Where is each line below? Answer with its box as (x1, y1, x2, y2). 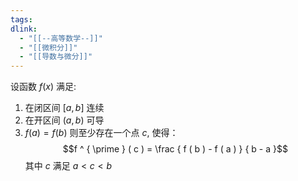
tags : (10, 14, 33, 25)
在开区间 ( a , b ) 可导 (24, 114, 105, 126)
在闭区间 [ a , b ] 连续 (24, 102, 105, 114)
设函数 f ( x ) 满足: (10, 81, 77, 93)
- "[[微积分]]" (19, 42, 78, 53)
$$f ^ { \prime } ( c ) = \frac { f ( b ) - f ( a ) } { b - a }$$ (62, 143, 288, 155)
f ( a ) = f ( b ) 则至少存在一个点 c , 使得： (24, 127, 179, 139)
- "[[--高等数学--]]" (19, 33, 103, 43)
